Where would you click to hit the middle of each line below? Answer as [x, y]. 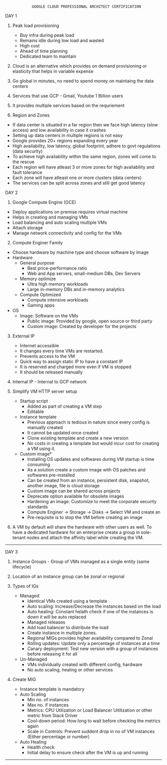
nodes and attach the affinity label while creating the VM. [85, 538]
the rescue [23, 162]
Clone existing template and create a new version [78, 438]
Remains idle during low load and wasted [62, 40]
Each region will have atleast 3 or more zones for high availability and [83, 167]
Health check [41, 747]
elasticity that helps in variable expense [53, 71]
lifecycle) [22, 567]
